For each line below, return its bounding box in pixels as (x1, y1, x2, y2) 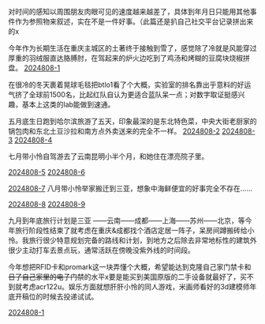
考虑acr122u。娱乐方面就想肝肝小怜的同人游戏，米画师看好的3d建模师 (21, 282, 250, 291)
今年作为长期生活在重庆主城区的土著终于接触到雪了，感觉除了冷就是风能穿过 (8, 43, 257, 53)
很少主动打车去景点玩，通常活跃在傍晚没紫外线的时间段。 (8, 246, 195, 254)
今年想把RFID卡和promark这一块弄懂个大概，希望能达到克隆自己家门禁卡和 (8, 262, 252, 271)
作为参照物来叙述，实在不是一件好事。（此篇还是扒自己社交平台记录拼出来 (14, 17, 254, 26)
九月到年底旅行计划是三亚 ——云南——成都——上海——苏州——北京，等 (8, 216, 245, 225)
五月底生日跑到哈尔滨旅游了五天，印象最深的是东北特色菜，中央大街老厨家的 (8, 117, 257, 126)
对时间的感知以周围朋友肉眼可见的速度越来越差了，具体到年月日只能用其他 (8, 7, 250, 16)
